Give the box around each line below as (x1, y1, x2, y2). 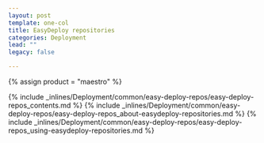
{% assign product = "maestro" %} (8, 77, 123, 86)
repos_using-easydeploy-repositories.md (8, 126, 143, 135)
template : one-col (8, 19, 69, 27)
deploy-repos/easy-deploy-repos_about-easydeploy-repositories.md (8, 109, 234, 119)
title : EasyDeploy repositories (8, 26, 115, 34)
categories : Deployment (8, 33, 87, 42)
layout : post (8, 11, 52, 20)
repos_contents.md (8, 100, 71, 110)
